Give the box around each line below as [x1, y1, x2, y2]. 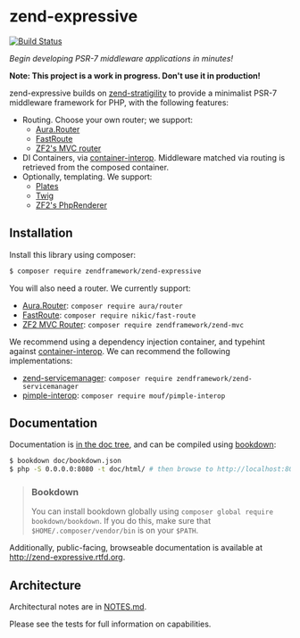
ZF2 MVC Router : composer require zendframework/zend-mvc [21, 319, 244, 329]
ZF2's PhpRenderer [35, 199, 107, 211]
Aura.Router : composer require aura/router [21, 300, 183, 311]
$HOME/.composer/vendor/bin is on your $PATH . [30, 525, 199, 536]
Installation [9, 226, 73, 241]
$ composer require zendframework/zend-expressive [9, 266, 202, 276]
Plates [35, 180, 59, 191]
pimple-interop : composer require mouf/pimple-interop [21, 390, 226, 401]
